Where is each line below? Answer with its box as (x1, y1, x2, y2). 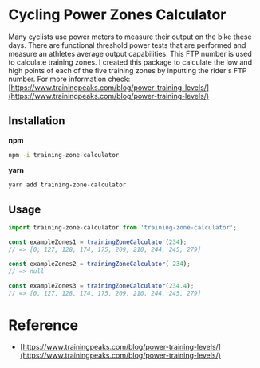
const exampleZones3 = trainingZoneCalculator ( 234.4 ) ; (8, 281, 195, 290)
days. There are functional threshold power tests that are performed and (8, 40, 246, 49)
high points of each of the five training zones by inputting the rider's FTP (8, 65, 247, 75)
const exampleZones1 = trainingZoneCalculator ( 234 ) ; (8, 238, 187, 246)
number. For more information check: (8, 74, 131, 84)
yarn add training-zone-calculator (8, 181, 127, 189)
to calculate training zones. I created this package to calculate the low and (8, 57, 253, 67)
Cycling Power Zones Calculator (8, 6, 227, 24)
